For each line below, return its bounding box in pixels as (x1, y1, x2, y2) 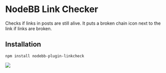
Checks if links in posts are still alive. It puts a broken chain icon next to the (5, 20, 161, 26)
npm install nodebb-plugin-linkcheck (5, 53, 85, 58)
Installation (5, 40, 41, 49)
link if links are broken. (5, 25, 52, 31)
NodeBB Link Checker (5, 4, 99, 15)
